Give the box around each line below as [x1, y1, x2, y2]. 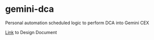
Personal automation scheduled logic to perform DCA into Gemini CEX [5, 20, 150, 26]
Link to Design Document [5, 29, 57, 35]
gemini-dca [5, 3, 54, 15]
